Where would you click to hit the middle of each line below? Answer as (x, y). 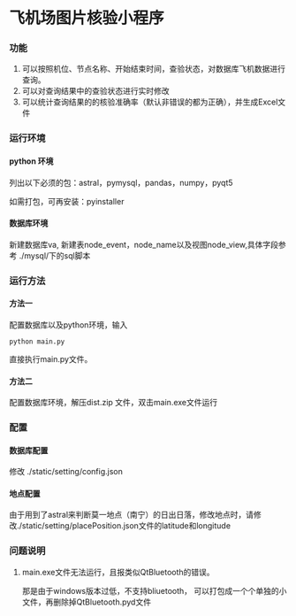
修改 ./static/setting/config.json (66, 472)
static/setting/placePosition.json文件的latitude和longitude (126, 526)
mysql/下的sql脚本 (57, 255)
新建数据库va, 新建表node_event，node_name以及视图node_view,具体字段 (144, 244)
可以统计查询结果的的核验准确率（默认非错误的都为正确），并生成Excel (150, 102)
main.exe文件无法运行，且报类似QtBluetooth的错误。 (118, 572)
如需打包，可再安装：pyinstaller (67, 201)
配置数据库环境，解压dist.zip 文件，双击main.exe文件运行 (114, 403)
